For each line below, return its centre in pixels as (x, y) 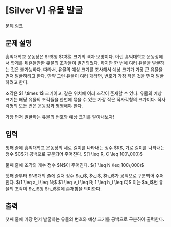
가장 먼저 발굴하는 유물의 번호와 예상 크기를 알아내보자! (60, 117)
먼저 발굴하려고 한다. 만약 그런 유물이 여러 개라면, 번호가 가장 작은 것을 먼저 (80, 76)
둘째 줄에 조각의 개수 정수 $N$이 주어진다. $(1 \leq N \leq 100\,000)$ (75, 165)
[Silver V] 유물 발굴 (44, 10)
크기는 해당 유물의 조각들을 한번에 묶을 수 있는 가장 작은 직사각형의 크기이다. (81, 99)
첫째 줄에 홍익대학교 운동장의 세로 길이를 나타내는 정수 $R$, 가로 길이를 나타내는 (85, 147)
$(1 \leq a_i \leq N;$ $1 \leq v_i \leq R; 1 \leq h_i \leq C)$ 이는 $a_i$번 (87, 182)
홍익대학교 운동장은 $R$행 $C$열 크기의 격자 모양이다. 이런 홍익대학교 (75, 56)
